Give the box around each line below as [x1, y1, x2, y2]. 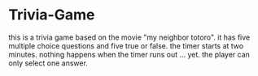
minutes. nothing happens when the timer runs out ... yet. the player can [8, 49, 251, 59]
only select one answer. [8, 58, 88, 68]
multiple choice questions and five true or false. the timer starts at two [8, 40, 244, 50]
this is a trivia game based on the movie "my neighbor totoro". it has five [8, 32, 251, 42]
